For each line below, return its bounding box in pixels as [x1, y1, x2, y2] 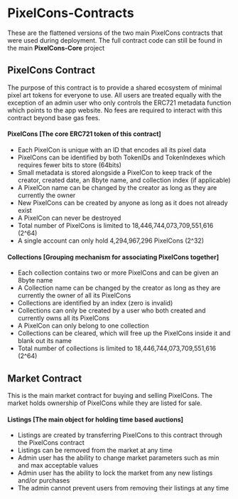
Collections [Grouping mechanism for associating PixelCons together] [7, 253, 219, 261]
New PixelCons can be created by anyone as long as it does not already [17, 198, 229, 207]
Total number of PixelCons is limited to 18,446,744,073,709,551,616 [17, 221, 214, 229]
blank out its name [17, 337, 72, 345]
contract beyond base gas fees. [7, 113, 101, 122]
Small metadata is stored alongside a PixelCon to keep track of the [17, 168, 212, 177]
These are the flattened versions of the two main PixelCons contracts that [7, 28, 223, 37]
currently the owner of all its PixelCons [17, 291, 131, 300]
